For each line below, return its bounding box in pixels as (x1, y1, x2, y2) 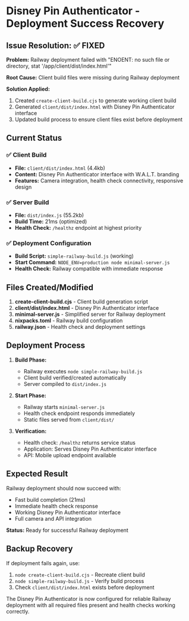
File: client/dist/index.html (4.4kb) (14, 164, 106, 172)
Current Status (6, 133, 62, 143)
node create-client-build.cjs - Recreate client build (14, 571, 146, 578)
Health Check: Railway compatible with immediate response (14, 265, 163, 273)
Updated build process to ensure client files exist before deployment (14, 116, 183, 123)
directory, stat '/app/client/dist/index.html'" (6, 62, 112, 69)
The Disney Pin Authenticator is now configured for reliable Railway (6, 595, 171, 602)
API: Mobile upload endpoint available (23, 451, 116, 458)
